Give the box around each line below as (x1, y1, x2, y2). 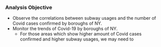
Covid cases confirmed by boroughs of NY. (12, 20, 102, 26)
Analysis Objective (5, 4, 53, 11)
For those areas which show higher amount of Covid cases (20, 31, 142, 37)
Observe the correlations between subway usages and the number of (12, 15, 156, 21)
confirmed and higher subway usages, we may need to (20, 36, 134, 42)
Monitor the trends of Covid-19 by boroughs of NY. (12, 26, 118, 32)
